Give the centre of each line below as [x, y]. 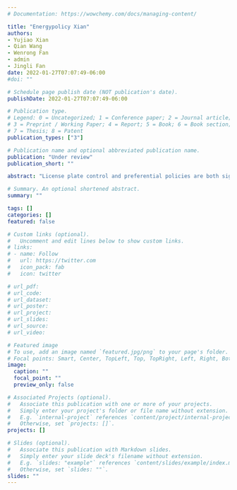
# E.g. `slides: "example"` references [69, 463]
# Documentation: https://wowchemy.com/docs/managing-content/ [102, 14]
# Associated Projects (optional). [60, 397]
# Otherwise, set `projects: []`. [61, 424]
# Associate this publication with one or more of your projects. [110, 404]
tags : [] [20, 209]
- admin [19, 60]
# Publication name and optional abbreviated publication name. [104, 150]
